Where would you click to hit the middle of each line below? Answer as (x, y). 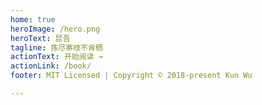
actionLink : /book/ (51, 66)
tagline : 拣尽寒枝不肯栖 (56, 47)
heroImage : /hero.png (55, 29)
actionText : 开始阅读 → (56, 57)
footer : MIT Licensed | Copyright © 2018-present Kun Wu (131, 76)
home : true (33, 19)
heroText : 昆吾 (40, 38)
